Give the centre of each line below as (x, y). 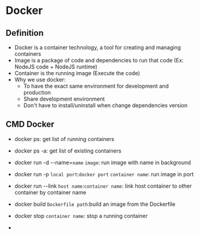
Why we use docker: (40, 80)
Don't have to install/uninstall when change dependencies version (105, 105)
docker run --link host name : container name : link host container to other (103, 186)
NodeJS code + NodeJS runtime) (56, 67)
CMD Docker (30, 124)
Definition (24, 33)
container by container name (50, 192)
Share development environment (64, 99)
